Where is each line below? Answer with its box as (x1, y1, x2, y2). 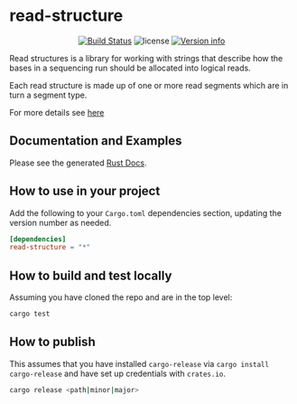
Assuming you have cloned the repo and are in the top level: (9, 292, 233, 303)
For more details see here (9, 107, 105, 117)
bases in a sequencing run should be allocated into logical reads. (9, 62, 251, 73)
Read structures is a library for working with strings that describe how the (9, 52, 283, 63)
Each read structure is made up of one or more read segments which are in (9, 80, 289, 90)
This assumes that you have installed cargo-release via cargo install (9, 358, 269, 369)
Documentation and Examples (9, 133, 182, 149)
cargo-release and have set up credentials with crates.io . (9, 368, 227, 379)
